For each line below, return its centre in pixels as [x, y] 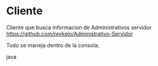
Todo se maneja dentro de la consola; [53, 45]
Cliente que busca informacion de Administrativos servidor [79, 27]
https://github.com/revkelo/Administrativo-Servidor [70, 33]
